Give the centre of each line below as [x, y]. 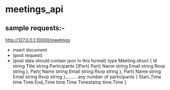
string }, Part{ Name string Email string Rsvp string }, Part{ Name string [87, 71]
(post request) [28, 55]
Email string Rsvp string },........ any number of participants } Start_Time [87, 77]
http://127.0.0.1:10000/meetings [38, 40]
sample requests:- [35, 28]
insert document [30, 50]
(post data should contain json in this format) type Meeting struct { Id [85, 61]
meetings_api [34, 9]
